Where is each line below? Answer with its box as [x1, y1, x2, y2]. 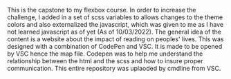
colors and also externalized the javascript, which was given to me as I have [7, 21, 223, 28]
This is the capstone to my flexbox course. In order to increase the [7, 6, 196, 14]
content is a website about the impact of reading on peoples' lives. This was [7, 35, 224, 43]
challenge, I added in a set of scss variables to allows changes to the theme [7, 13, 223, 21]
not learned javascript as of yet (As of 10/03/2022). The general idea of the [7, 27, 222, 36]
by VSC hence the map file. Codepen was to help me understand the [7, 49, 203, 58]
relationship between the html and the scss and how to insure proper [7, 57, 203, 65]
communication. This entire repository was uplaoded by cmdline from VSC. [7, 65, 221, 72]
